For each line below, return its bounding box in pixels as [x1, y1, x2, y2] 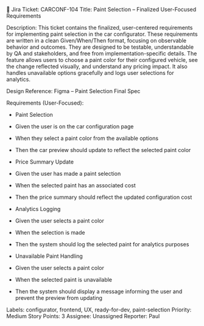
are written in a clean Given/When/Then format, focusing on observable [6, 37, 187, 44]
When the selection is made [15, 229, 85, 236]
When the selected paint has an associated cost [15, 182, 136, 189]
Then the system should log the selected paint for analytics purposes [15, 241, 189, 248]
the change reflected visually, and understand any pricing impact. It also [6, 63, 188, 70]
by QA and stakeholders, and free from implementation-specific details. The [6, 50, 197, 57]
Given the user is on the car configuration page [15, 123, 134, 130]
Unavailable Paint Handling [15, 252, 83, 260]
